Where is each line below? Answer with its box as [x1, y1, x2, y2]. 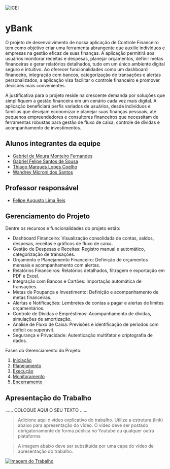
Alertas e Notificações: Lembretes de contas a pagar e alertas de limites [12, 300, 164, 306]
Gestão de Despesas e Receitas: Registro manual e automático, [12, 246, 146, 252]
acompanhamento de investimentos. [5, 124, 82, 130]
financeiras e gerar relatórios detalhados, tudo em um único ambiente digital [5, 61, 165, 67]
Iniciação [12, 357, 32, 363]
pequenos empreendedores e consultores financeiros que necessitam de [5, 114, 159, 120]
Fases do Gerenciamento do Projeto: [5, 348, 82, 354]
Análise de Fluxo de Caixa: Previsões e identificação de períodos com [12, 321, 159, 327]
